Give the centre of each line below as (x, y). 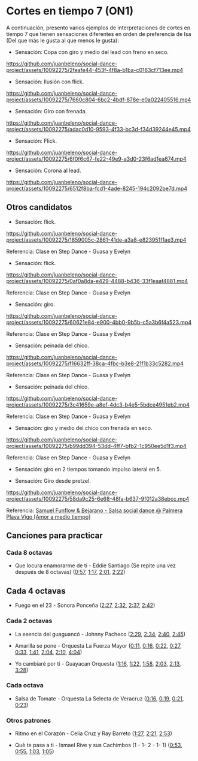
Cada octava (25, 685)
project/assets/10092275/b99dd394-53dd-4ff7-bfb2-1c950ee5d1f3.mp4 (96, 446)
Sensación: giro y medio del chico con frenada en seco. (83, 428)
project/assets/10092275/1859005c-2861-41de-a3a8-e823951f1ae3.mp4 (96, 240)
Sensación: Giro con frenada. (51, 111)
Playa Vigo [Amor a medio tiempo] (48, 516)
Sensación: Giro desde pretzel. (53, 480)
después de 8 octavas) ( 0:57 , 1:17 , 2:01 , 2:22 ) (70, 572)
